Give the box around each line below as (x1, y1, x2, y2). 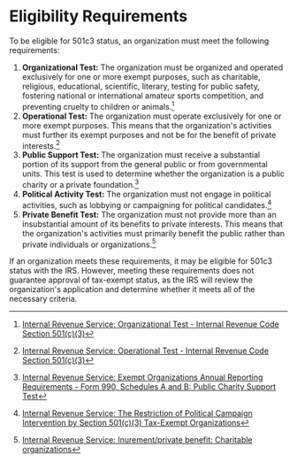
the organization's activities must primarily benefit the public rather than (21, 228, 286, 238)
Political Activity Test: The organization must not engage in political (21, 189, 271, 199)
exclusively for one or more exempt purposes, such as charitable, (21, 71, 261, 81)
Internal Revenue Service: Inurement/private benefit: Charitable (21, 435, 254, 445)
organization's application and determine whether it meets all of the (9, 284, 255, 295)
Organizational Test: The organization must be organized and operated (21, 62, 284, 73)
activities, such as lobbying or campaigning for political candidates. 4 (21, 197, 272, 210)
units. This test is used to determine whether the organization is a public (21, 168, 286, 179)
